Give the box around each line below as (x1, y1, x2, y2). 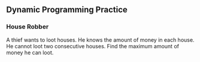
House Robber (6, 23, 49, 31)
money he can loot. (6, 49, 54, 56)
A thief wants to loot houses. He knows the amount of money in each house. (6, 36, 195, 44)
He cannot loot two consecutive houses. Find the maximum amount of (6, 42, 180, 49)
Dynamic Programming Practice (6, 5, 128, 15)
